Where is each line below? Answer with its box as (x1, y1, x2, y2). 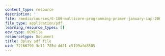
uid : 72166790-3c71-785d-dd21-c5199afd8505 (5, 43, 96, 48)
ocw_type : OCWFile (5, 30, 43, 35)
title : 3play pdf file (5, 39, 52, 44)
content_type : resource (5, 7, 54, 12)
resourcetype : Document (5, 35, 54, 39)
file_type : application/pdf (5, 20, 63, 26)
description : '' (5, 12, 38, 17)
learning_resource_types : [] (5, 25, 65, 30)
